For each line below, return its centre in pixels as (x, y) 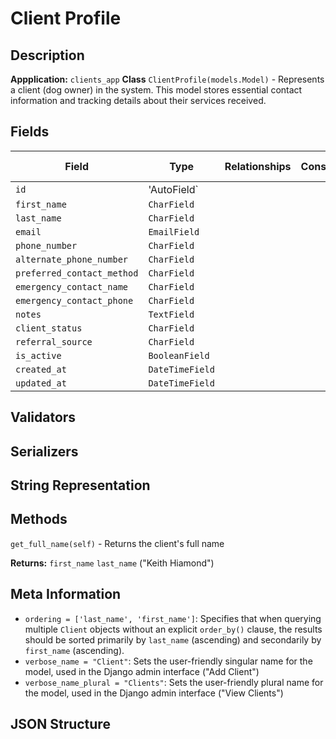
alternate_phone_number (72, 259)
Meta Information (66, 594)
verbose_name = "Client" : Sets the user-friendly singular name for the (168, 661)
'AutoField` (173, 189)
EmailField (174, 231)
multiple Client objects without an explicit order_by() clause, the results (173, 629)
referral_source (54, 341)
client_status (49, 328)
